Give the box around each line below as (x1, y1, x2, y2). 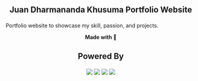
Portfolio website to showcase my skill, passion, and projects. (5, 22, 159, 29)
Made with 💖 (85, 34, 117, 41)
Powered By (77, 51, 124, 61)
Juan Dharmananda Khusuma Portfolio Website (9, 5, 193, 15)
